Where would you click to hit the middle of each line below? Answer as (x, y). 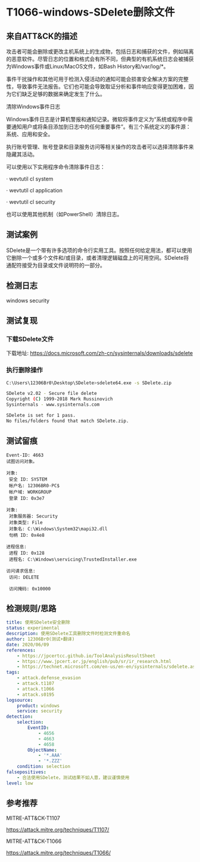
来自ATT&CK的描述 (42, 36)
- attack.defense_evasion (49, 678)
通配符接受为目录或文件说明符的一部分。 (56, 265)
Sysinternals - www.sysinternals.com (53, 405)
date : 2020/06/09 (28, 645)
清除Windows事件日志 (33, 107)
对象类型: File (26, 522)
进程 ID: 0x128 (26, 553)
